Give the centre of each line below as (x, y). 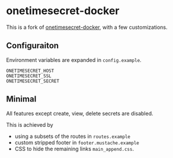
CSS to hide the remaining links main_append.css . (74, 149)
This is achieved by (30, 124)
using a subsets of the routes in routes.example (72, 136)
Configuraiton (33, 46)
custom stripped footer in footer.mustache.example (77, 142)
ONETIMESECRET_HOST (30, 71)
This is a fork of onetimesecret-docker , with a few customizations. (87, 27)
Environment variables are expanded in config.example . (74, 60)
